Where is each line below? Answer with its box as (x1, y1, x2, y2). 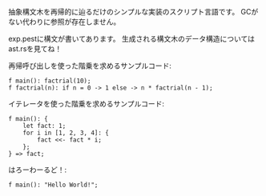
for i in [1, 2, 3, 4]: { (22, 129, 110, 137)
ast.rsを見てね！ (8, 44, 62, 54)
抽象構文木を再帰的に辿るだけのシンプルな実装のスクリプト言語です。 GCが (8, 7, 259, 16)
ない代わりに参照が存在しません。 (8, 17, 121, 26)
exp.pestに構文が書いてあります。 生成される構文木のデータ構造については (8, 34, 255, 43)
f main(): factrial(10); (8, 77, 91, 85)
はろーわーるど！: (8, 165, 67, 174)
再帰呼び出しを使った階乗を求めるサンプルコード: (8, 61, 172, 70)
